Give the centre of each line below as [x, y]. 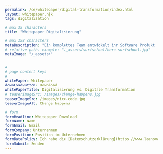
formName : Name [20, 121]
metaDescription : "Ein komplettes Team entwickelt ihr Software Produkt [80, 45]
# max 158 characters [27, 41]
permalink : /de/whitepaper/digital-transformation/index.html [69, 9]
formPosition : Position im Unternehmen [45, 135]
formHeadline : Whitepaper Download [41, 117]
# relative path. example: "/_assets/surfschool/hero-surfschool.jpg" [78, 50]
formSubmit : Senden [25, 144]
